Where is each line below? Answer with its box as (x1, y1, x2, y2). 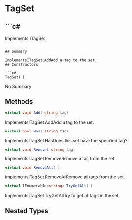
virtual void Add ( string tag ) (5, 110, 69, 115)
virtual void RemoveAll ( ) (5, 165, 60, 170)
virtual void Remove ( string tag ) (5, 147, 76, 152)
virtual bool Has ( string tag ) (5, 129, 69, 133)
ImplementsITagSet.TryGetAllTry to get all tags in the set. (5, 193, 120, 198)
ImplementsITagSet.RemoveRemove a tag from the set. (5, 156, 116, 162)
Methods (5, 97, 33, 106)
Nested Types (5, 206, 49, 215)
